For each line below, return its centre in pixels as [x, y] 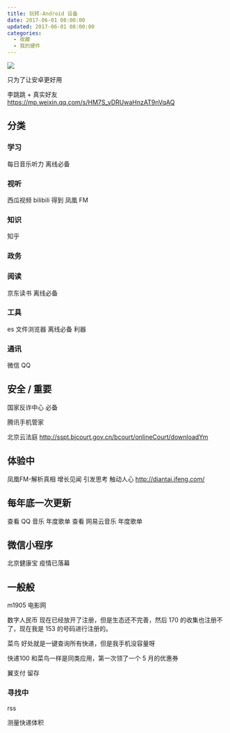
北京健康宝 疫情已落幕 [39, 563]
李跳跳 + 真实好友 [32, 94]
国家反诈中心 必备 [32, 407]
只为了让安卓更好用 [35, 80]
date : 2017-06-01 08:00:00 [46, 20]
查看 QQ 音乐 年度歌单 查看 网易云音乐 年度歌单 [75, 521]
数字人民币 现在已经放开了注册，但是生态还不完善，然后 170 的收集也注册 [112, 620]
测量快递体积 [25, 723]
